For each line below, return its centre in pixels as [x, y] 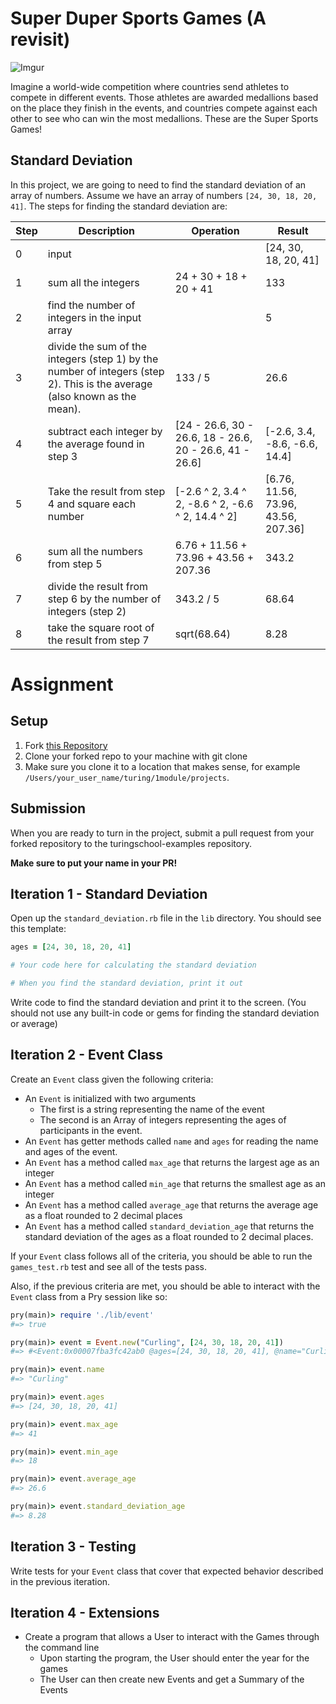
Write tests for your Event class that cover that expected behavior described [167, 1571]
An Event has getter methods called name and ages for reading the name [171, 1141]
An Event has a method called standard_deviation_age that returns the [169, 1226]
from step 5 [75, 564]
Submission [48, 808]
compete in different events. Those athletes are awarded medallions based [164, 97]
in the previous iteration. [60, 1581]
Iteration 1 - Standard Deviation [109, 893]
